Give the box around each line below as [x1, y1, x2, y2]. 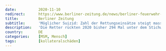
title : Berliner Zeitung [5, 16, 74, 21]
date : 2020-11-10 [5, 7, 61, 12]
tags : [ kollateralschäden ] [5, 39, 81, 44]
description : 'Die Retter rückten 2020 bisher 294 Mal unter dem [5, 25, 147, 30]
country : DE [5, 30, 43, 34]
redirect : [5, 12, 26, 17]
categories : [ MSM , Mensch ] [5, 34, 68, 39]
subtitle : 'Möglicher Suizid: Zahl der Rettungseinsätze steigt [5, 20, 152, 26]
